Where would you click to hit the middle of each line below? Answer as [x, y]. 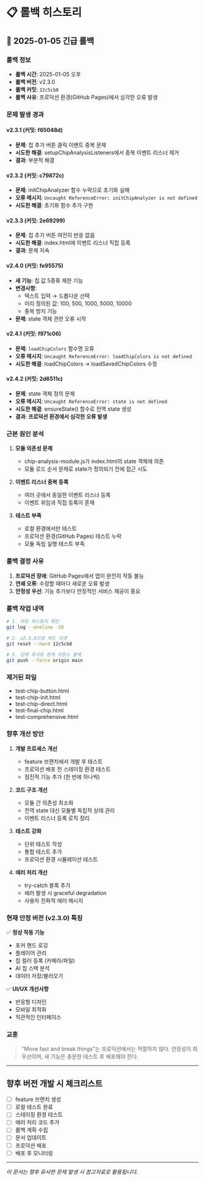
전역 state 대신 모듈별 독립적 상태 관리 [70, 810]
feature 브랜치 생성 [38, 1099]
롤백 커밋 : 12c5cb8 [37, 89]
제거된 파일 [22, 677]
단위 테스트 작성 [43, 844]
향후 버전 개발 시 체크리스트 [54, 1084]
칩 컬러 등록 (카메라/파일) [45, 961]
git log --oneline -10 [35, 627]
